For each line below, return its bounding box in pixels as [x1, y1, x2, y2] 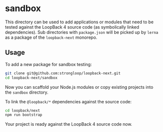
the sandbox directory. [5, 89, 49, 95]
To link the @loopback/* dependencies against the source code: [5, 99, 132, 104]
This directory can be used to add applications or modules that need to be [5, 19, 154, 25]
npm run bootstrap [5, 113, 42, 117]
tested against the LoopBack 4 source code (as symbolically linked [5, 24, 140, 30]
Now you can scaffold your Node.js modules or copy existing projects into [5, 84, 153, 90]
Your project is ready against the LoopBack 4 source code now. [5, 121, 132, 127]
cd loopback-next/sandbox [5, 75, 57, 80]
